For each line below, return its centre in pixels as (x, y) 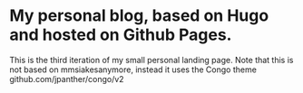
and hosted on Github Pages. (121, 35)
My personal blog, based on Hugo (139, 16)
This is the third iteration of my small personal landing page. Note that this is (151, 60)
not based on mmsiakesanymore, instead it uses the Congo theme (133, 70)
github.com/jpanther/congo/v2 (67, 79)
